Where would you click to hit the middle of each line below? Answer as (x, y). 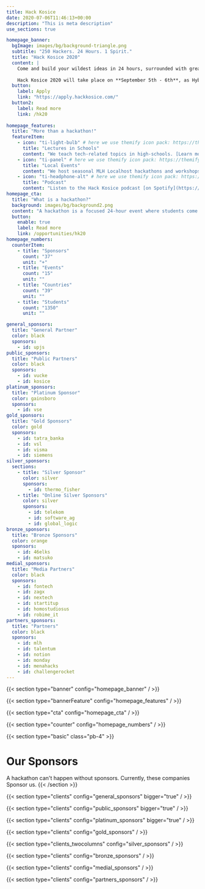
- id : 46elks (34, 552)
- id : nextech (35, 598)
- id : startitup (38, 604)
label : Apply (34, 92)
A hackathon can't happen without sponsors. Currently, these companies (98, 778)
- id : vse (30, 410)
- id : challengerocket (46, 672)
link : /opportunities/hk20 (52, 234)
